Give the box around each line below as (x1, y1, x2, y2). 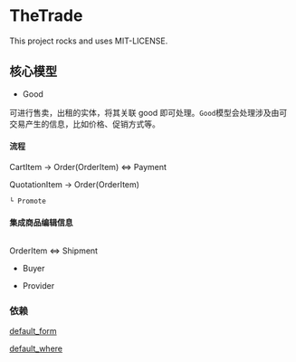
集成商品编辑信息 (9, 216, 73, 227)
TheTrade (9, 5, 83, 26)
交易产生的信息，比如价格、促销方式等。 (9, 119, 160, 129)
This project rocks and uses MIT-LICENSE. (9, 35, 168, 46)
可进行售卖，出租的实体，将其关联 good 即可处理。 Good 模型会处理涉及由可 (9, 107, 288, 118)
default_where (9, 343, 63, 354)
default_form (9, 326, 57, 337)
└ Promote (9, 196, 47, 205)
